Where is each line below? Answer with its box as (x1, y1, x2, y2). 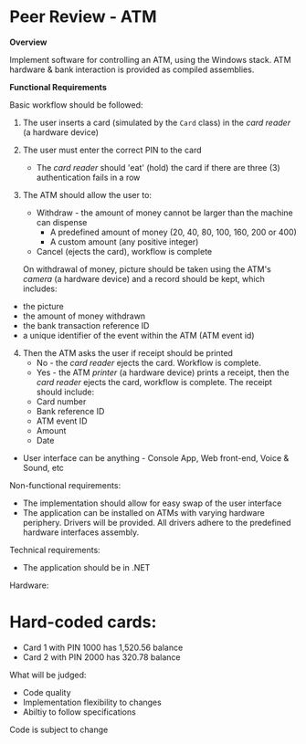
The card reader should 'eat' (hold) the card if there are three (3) (36, 162, 280, 173)
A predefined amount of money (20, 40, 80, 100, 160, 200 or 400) (49, 226, 297, 237)
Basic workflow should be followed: (9, 99, 143, 110)
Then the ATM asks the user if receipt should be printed (22, 347, 233, 358)
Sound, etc (22, 462, 64, 473)
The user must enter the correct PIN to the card (22, 144, 203, 155)
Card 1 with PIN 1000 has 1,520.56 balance (22, 642, 184, 653)
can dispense (36, 216, 88, 227)
